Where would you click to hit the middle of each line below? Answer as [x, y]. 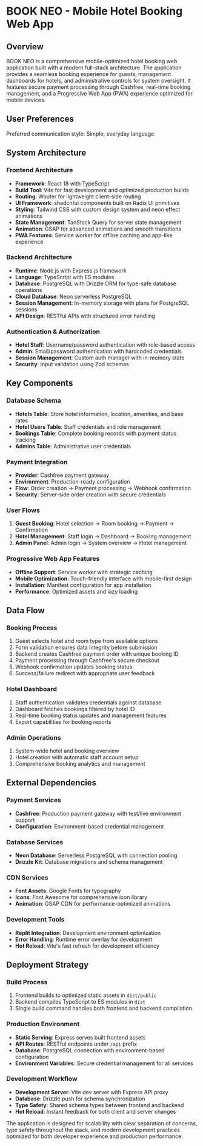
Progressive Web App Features [53, 559]
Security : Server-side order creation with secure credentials [91, 495]
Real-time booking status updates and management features [91, 715]
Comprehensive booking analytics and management [80, 763]
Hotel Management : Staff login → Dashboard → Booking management [103, 537]
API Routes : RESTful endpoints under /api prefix [76, 1044]
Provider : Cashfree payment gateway [62, 475]
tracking [25, 440]
